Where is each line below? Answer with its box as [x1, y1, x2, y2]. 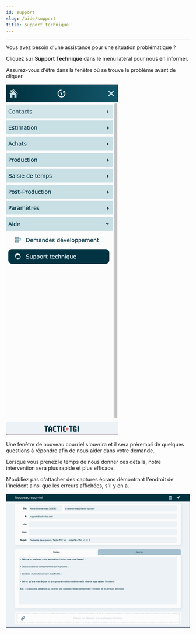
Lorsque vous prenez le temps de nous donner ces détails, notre [6, 459, 162, 466]
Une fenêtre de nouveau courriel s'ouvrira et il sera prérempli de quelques [6, 441, 184, 448]
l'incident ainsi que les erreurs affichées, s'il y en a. [6, 482, 129, 489]
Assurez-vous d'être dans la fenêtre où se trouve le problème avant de [6, 67, 176, 74]
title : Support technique [6, 22, 69, 27]
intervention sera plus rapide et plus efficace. [6, 465, 116, 472]
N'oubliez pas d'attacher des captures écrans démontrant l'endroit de [6, 476, 174, 483]
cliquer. [6, 73, 24, 80]
